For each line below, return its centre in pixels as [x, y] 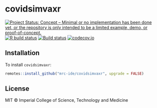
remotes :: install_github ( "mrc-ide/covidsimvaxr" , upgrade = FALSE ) [75, 74]
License [17, 89]
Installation [22, 53]
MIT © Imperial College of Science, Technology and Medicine [67, 100]
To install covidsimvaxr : [28, 64]
